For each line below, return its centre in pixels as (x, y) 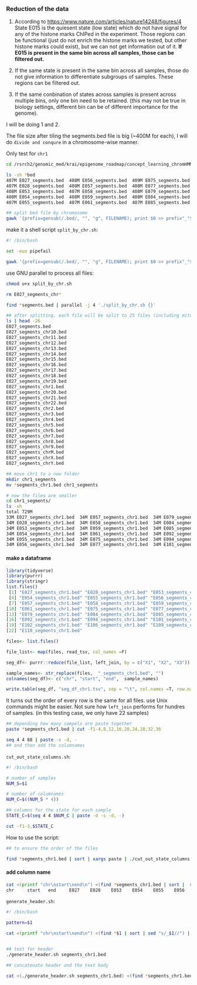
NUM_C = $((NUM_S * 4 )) (33, 800)
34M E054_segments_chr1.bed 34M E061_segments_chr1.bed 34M (84, 534)
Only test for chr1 (27, 154)
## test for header (30, 949)
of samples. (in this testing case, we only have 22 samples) (78, 713)
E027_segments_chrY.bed (35, 464)
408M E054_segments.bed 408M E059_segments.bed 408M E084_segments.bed (98, 197)
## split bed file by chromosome (47, 213)
